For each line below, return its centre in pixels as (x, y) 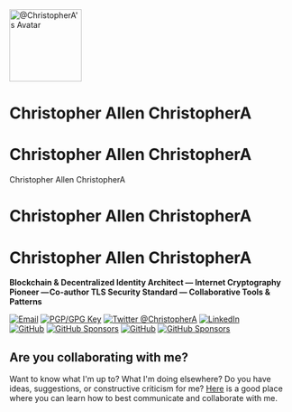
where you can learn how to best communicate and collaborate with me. (143, 398)
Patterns (26, 302)
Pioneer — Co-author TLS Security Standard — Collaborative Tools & (140, 292)
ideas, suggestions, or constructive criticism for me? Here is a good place (146, 389)
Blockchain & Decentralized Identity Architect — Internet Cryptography (146, 283)
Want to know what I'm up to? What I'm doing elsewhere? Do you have (141, 379)
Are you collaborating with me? (99, 357)
